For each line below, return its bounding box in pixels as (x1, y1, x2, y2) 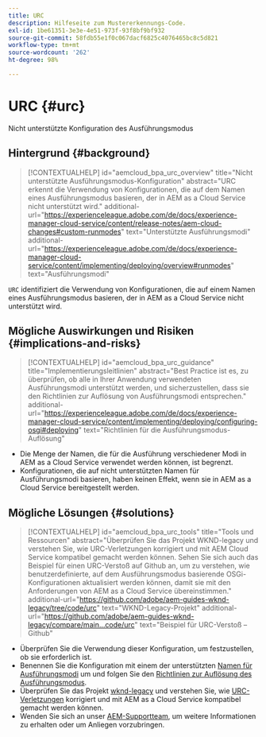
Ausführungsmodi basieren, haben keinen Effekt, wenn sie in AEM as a (19, 475, 252, 484)
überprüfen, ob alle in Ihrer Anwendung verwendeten (27, 374, 202, 384)
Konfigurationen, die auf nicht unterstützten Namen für (19, 466, 200, 475)
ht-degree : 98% (8, 56, 59, 64)
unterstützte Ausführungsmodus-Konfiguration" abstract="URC (27, 176, 237, 185)
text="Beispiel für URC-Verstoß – (139, 620, 248, 630)
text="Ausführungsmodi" (27, 269, 110, 278)
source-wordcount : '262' (8, 48, 91, 56)
